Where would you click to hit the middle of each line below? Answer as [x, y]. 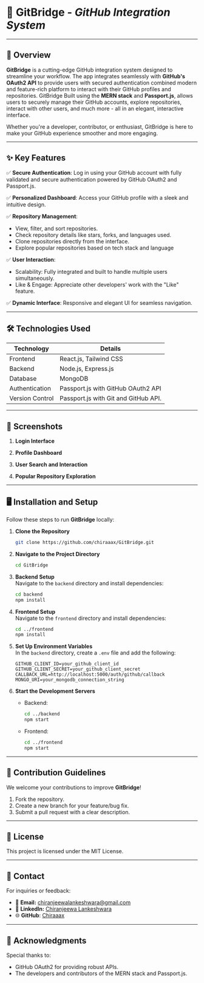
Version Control [32, 398]
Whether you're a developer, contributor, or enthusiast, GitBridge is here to [100, 126]
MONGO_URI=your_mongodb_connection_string [70, 680]
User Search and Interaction [51, 464]
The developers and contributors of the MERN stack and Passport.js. [101, 973]
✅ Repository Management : [42, 216]
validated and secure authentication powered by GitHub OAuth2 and [92, 179]
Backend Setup [35, 577]
